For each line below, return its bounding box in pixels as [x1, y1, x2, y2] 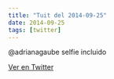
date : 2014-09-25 [8, 19, 65, 27]
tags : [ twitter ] [8, 26, 61, 34]
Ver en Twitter [8, 63, 54, 72]
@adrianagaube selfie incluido [8, 48, 107, 57]
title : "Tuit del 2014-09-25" [8, 11, 108, 20]
